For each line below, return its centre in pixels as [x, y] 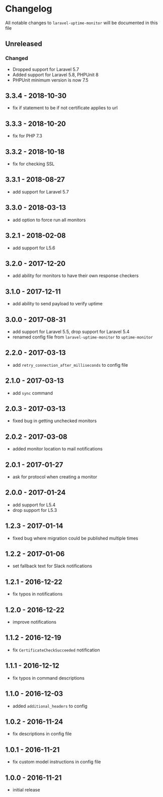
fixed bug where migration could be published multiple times [75, 538]
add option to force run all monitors [49, 220]
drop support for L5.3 [35, 510]
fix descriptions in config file [42, 734]
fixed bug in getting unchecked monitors [55, 421]
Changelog [29, 9]
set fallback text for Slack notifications [52, 566]
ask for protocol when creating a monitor [55, 477]
